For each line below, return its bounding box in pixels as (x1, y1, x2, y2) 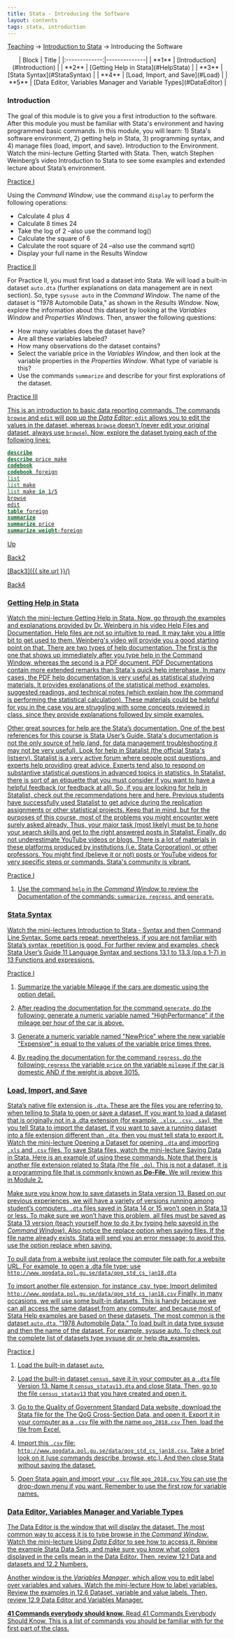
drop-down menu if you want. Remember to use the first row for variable (17, 1482, 227, 1490)
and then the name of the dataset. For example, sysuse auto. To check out (7, 1326, 222, 1335)
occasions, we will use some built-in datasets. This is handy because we (7, 1296, 217, 1305)
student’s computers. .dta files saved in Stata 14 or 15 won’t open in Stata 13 (7, 1204, 227, 1212)
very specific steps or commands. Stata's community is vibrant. (7, 858, 191, 866)
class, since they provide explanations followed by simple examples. (7, 711, 204, 719)
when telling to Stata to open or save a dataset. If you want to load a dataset (7, 1108, 227, 1116)
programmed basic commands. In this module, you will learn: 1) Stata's (7, 127, 211, 135)
